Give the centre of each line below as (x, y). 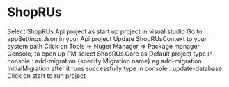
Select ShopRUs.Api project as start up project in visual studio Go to (105, 31)
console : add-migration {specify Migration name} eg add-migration (104, 61)
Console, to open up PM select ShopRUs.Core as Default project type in (110, 54)
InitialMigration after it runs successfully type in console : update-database (115, 68)
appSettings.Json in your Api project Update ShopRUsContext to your (107, 38)
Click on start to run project (46, 76)
